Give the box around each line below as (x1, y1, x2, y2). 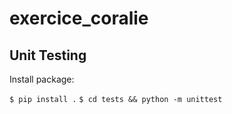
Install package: (9, 73, 75, 85)
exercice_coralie (9, 7, 149, 30)
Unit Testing (9, 47, 87, 64)
